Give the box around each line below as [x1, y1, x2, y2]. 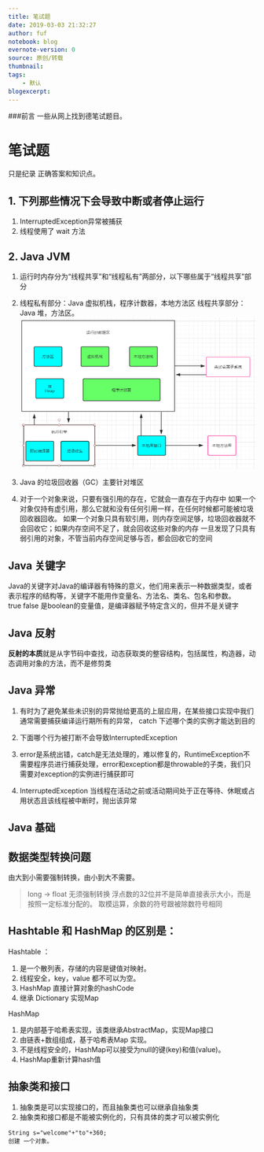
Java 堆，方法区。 [19, 308, 79, 318]
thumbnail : [8, 63, 44, 71]
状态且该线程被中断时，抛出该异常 [26, 795, 137, 805]
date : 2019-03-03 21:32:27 [8, 20, 97, 29]
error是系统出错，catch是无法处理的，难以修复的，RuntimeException [19, 749, 244, 759]
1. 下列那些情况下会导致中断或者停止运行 [8, 194, 204, 208]
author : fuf [8, 29, 47, 37]
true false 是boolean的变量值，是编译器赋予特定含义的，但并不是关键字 [8, 601, 240, 610]
